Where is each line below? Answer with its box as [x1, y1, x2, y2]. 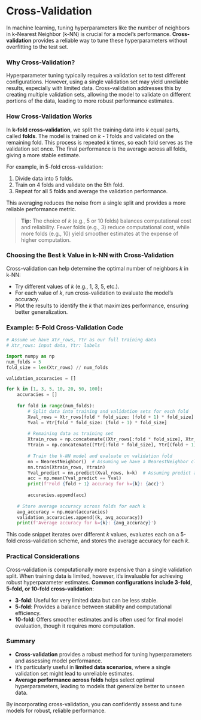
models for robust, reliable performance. [6, 707, 106, 714]
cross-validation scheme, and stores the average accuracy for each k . [17, 537, 190, 544]
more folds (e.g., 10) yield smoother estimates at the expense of [20, 230, 178, 237]
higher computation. [20, 236, 71, 244]
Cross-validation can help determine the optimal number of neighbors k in [6, 265, 188, 272]
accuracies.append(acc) [28, 492, 87, 498]
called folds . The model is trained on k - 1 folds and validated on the [6, 132, 174, 139]
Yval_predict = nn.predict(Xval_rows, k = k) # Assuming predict [28, 470, 191, 476]
